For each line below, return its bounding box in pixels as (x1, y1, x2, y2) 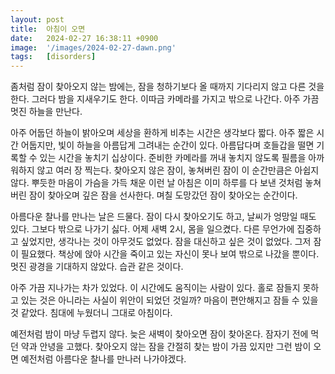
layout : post (10, 14, 65, 25)
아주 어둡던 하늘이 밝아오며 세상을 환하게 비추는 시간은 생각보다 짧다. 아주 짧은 (10, 127, 315, 139)
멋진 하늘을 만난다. (10, 106, 83, 118)
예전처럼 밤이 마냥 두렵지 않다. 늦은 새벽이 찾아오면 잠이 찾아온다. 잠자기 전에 (10, 328, 309, 340)
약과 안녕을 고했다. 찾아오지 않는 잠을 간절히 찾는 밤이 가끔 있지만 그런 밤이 (20, 341, 312, 353)
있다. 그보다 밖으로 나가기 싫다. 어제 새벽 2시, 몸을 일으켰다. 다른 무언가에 (10, 223, 295, 235)
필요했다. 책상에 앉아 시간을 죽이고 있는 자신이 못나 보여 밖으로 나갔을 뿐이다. (20, 248, 320, 260)
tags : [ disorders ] (10, 52, 97, 62)
